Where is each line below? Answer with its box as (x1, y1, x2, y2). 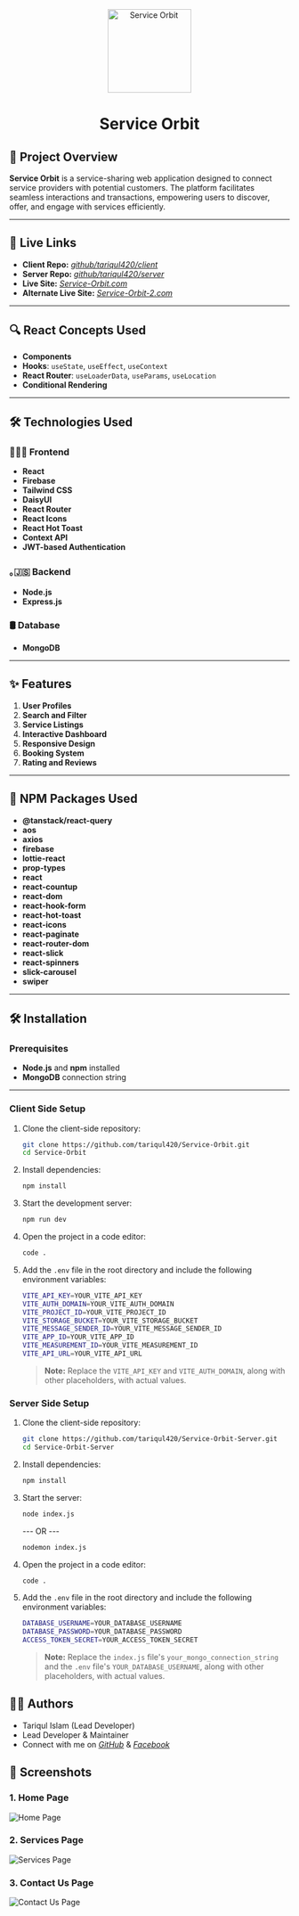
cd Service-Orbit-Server (21, 1443, 115, 1452)
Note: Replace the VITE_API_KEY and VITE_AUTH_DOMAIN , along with (44, 1365, 286, 1376)
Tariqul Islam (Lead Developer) (21, 1720, 135, 1731)
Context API (21, 532, 69, 543)
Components (21, 351, 72, 362)
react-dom (21, 890, 63, 901)
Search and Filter (21, 709, 87, 720)
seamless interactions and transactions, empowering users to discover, (9, 192, 271, 202)
